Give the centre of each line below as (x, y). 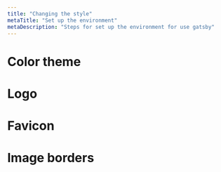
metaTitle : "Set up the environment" (62, 20)
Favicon (31, 125)
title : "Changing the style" (50, 14)
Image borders (51, 158)
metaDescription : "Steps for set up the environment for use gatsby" (111, 27)
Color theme (44, 61)
